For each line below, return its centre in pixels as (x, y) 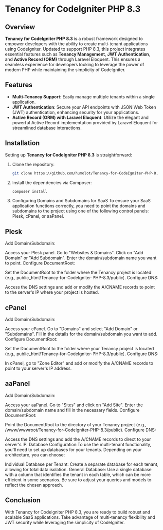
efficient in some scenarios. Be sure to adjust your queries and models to (78, 480)
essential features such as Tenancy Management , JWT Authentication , (78, 54)
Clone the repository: (33, 164)
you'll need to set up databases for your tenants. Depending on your (73, 450)
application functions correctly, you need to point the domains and (79, 206)
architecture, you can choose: (35, 454)
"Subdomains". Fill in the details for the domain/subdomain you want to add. (81, 334)
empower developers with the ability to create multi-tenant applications (77, 44)
